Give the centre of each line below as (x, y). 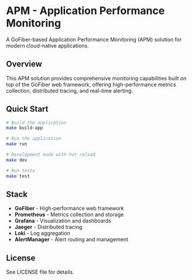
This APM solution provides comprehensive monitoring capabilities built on (96, 78)
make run (17, 144)
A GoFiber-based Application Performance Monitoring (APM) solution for (94, 39)
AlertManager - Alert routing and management (71, 240)
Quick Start (27, 109)
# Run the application (34, 139)
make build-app (25, 128)
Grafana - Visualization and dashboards (63, 221)
